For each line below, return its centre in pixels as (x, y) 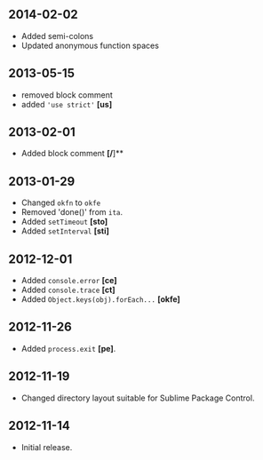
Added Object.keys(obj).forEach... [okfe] (101, 299)
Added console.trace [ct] (68, 290)
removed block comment (67, 95)
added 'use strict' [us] (67, 104)
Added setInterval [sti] (65, 231)
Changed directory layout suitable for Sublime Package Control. (138, 398)
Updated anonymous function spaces (90, 45)
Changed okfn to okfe (61, 202)
